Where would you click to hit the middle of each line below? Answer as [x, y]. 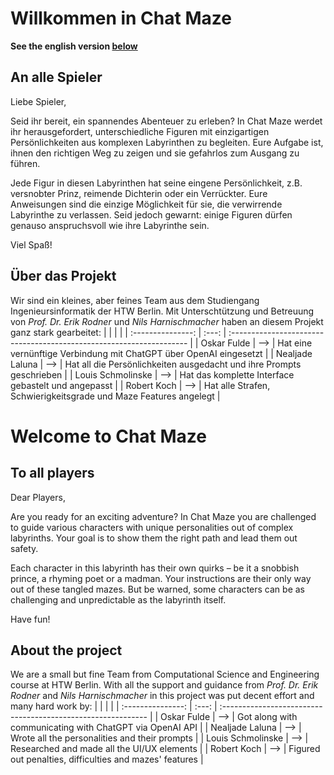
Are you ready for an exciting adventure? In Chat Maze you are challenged [163, 516]
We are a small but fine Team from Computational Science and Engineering [165, 674]
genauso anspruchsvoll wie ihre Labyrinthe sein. [110, 225]
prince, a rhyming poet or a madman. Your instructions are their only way [161, 578]
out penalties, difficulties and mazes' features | [107, 759]
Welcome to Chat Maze [109, 436]
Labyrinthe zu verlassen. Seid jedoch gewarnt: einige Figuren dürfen [151, 214]
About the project [66, 650]
